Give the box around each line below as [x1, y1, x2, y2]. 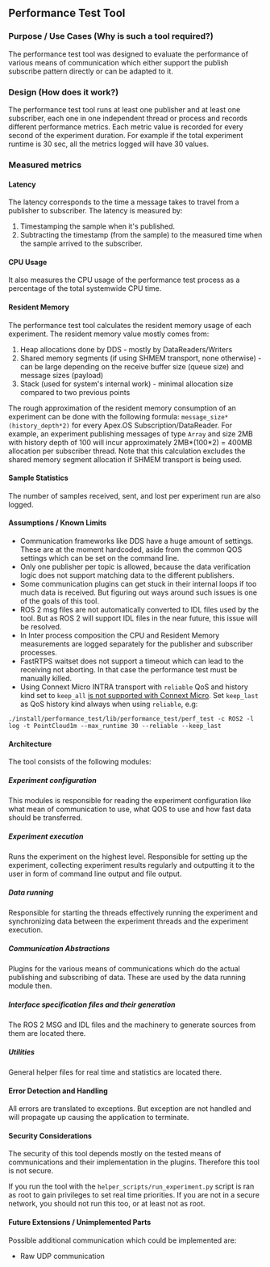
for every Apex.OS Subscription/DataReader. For [71, 420, 232, 430]
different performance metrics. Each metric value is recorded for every [8, 121, 243, 132]
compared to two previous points [19, 387, 131, 397]
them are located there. [8, 1028, 86, 1038]
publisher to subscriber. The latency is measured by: [8, 206, 183, 216]
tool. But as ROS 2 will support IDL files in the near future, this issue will [19, 613, 258, 623]
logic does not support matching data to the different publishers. [19, 570, 235, 580]
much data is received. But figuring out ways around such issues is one [19, 587, 258, 597]
